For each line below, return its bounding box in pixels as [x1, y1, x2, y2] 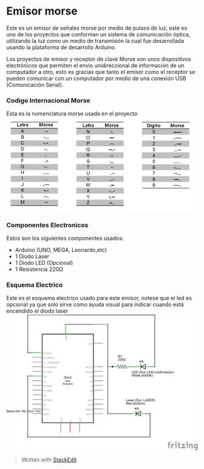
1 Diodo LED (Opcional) [15, 259, 73, 266]
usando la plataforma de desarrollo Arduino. [6, 44, 117, 51]
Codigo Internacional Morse [6, 96, 90, 104]
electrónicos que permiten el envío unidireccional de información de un [6, 62, 185, 69]
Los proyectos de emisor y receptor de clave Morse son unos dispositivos [6, 55, 191, 62]
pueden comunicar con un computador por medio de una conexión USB [6, 75, 186, 82]
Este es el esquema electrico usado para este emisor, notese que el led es [6, 294, 192, 302]
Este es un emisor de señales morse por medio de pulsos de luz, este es [6, 24, 188, 32]
